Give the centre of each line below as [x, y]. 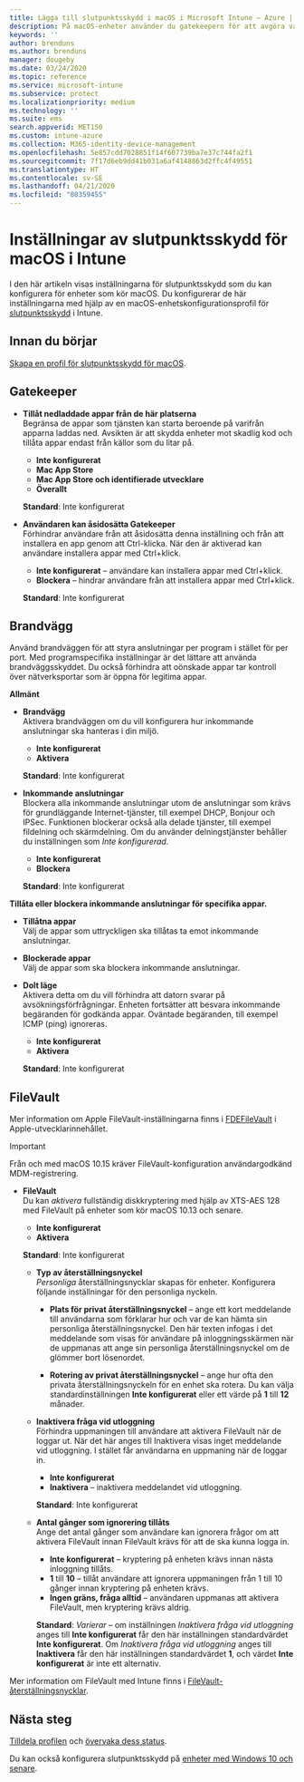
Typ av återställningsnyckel [89, 1273]
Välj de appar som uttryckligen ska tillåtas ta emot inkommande [141, 931]
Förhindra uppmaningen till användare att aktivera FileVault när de [159, 1431]
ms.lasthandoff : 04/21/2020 [62, 187]
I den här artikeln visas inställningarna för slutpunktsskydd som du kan [141, 284]
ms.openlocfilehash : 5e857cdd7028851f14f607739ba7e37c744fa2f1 [131, 152]
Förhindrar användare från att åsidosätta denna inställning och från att [153, 533]
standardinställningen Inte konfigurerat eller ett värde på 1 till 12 [169, 1395]
